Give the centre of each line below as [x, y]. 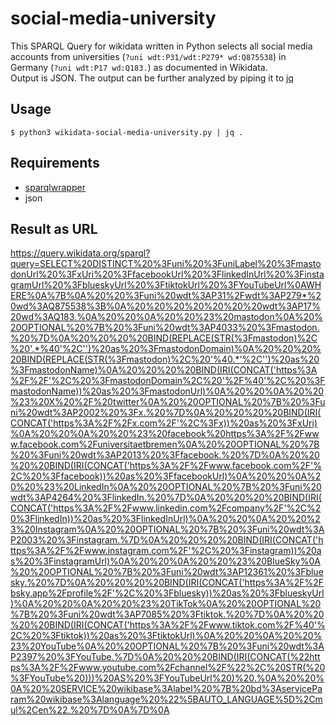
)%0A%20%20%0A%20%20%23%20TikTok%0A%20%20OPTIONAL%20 [166, 604]
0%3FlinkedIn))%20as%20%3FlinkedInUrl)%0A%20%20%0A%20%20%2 [165, 519]
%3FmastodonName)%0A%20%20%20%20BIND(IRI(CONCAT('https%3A [164, 370]
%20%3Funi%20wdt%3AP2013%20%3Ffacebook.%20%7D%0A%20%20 [165, 455]
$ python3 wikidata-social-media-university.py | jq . [127, 132]
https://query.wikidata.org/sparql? [80, 253]
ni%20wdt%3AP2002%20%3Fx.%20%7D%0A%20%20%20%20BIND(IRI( [166, 413]
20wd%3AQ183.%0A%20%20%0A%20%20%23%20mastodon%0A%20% [166, 317]
